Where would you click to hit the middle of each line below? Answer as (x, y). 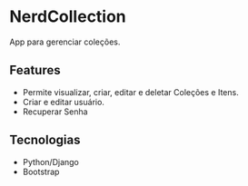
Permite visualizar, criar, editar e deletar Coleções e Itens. (130, 92)
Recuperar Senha (55, 112)
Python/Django (50, 162)
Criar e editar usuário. (63, 102)
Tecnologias (45, 140)
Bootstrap (41, 171)
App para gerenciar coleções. (65, 42)
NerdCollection (68, 17)
